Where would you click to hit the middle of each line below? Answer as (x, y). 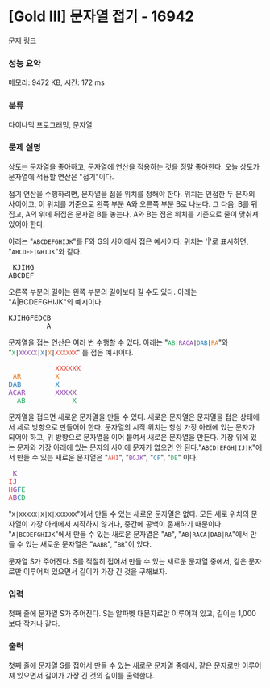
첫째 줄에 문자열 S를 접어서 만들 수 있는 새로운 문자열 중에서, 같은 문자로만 (124, 665)
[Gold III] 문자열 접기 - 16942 (102, 17)
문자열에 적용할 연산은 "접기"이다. (61, 176)
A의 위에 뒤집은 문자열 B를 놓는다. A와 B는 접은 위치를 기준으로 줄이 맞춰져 (142, 214)
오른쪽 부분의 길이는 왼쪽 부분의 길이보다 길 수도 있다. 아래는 (103, 292)
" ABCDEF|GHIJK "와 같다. (45, 251)
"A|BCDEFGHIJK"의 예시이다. (56, 302)
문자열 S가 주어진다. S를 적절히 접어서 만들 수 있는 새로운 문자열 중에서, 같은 (128, 561)
